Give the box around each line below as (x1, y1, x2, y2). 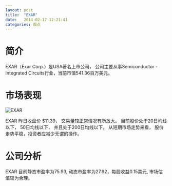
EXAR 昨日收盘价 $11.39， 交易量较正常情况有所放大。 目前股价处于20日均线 (5, 118, 167, 124)
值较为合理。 (5, 175, 32, 181)
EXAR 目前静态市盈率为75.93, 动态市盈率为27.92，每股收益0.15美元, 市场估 (5, 169, 163, 175)
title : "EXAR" (5, 12, 38, 17)
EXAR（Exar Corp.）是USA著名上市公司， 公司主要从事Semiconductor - (5, 64, 158, 70)
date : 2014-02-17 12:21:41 (5, 17, 68, 22)
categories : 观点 (5, 22, 41, 27)
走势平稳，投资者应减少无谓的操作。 (5, 131, 82, 137)
